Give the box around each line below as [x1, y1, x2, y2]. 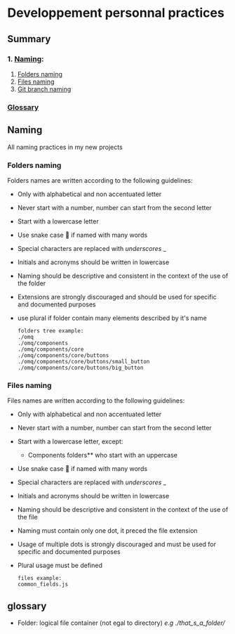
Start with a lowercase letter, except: [17, 437, 123, 446]
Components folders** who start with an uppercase [27, 451, 177, 460]
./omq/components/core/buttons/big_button [17, 364, 144, 371]
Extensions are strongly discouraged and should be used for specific [17, 292, 217, 301]
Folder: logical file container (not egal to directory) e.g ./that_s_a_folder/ [17, 619, 225, 627]
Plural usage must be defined [17, 561, 103, 570]
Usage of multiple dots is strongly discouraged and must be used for [17, 540, 216, 549]
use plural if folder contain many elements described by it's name [17, 313, 207, 322]
